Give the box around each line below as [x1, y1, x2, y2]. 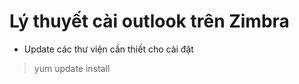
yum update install [33, 62, 111, 74]
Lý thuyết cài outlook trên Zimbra [9, 10, 290, 33]
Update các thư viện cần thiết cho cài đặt [23, 43, 194, 55]
